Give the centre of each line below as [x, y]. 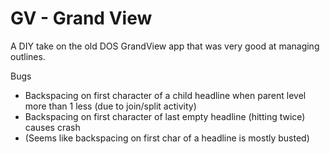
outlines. [28, 56]
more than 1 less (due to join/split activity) [110, 106]
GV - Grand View [81, 18]
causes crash [52, 127]
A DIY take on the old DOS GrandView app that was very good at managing [165, 46]
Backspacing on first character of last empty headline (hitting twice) [165, 116]
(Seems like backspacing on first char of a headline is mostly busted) [167, 138]
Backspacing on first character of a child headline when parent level [165, 95]
